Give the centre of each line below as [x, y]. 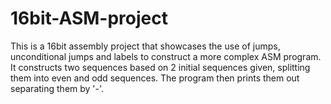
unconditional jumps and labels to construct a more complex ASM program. [166, 56]
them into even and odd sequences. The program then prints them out [155, 78]
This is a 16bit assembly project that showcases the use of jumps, [145, 46]
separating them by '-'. [57, 88]
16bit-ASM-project [89, 18]
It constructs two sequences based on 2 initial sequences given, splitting [160, 67]
